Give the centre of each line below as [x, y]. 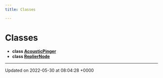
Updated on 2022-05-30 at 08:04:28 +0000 [49, 70]
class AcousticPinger [34, 51]
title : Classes [20, 9]
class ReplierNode [31, 56]
